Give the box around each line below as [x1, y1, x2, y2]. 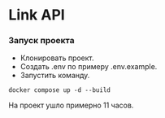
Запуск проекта [8, 35, 75, 46]
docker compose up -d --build [8, 86, 111, 94]
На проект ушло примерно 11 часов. [8, 100, 134, 111]
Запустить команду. [20, 71, 90, 81]
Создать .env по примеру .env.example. [20, 62, 158, 72]
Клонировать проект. [20, 53, 95, 63]
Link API [8, 6, 65, 24]
